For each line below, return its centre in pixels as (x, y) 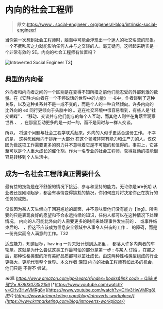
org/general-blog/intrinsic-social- (124, 24)
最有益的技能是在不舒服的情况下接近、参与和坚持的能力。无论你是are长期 (78, 186)
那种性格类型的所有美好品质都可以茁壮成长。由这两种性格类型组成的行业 (86, 255)
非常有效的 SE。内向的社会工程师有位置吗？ (53, 52)
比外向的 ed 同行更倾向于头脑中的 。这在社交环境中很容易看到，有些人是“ (78, 110)
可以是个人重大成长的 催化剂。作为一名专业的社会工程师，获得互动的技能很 (83, 151)
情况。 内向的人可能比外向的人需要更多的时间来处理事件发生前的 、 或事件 (79, 221)
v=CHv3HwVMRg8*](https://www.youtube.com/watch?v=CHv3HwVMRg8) (81, 290)
